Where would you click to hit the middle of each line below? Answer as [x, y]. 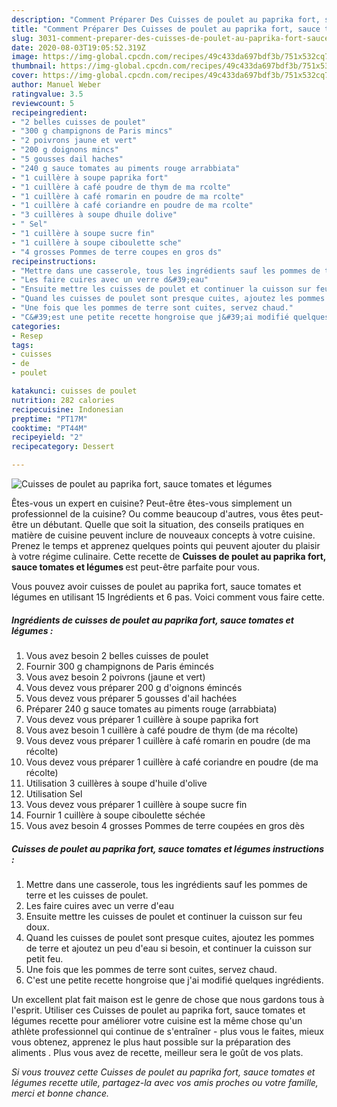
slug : [22, 38]
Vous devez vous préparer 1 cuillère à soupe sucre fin [136, 804]
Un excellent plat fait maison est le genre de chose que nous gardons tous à [168, 999]
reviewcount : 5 [43, 103]
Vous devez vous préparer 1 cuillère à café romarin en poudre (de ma [168, 740]
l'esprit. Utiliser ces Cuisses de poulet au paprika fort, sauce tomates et [158, 1010]
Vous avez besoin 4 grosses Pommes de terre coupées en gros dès [165, 825]
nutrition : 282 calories [63, 400]
